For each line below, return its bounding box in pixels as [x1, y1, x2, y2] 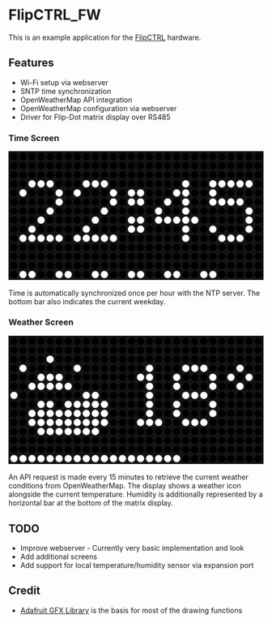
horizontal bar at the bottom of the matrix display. [8, 498, 174, 508]
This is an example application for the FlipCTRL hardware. [8, 32, 202, 42]
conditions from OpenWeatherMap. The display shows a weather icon [8, 481, 241, 491]
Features [8, 56, 54, 70]
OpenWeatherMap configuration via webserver [19, 103, 177, 113]
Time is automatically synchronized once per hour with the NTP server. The [8, 288, 261, 298]
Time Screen [8, 132, 60, 144]
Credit [8, 584, 40, 598]
